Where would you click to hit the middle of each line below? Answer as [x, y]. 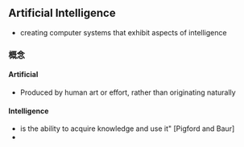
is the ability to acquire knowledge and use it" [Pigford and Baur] [127, 129]
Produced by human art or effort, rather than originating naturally [128, 92]
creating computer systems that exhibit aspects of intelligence [123, 32]
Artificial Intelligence [62, 13]
